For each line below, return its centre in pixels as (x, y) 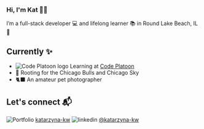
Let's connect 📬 (39, 102)
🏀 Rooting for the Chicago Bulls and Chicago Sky (77, 73)
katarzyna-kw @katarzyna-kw (87, 119)
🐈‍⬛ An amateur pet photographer (59, 79)
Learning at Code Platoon (102, 66)
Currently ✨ (29, 51)
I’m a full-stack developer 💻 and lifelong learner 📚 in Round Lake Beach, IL (102, 23)
